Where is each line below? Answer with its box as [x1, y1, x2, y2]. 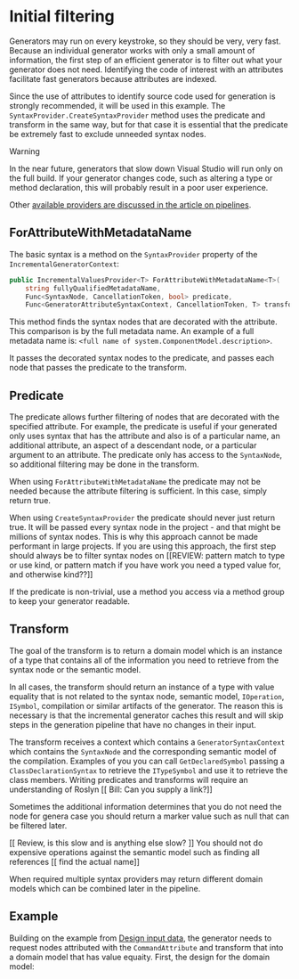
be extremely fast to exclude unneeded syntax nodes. [9, 128, 206, 139]
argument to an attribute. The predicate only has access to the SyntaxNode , [9, 450, 283, 461]
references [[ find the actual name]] [9, 856, 141, 867]
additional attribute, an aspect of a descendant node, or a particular [9, 440, 257, 451]
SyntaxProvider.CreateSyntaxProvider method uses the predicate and [9, 110, 265, 120]
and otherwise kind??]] [9, 569, 93, 580]
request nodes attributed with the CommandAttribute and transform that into [9, 942, 284, 952]
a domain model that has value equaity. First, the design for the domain [9, 951, 270, 962]
